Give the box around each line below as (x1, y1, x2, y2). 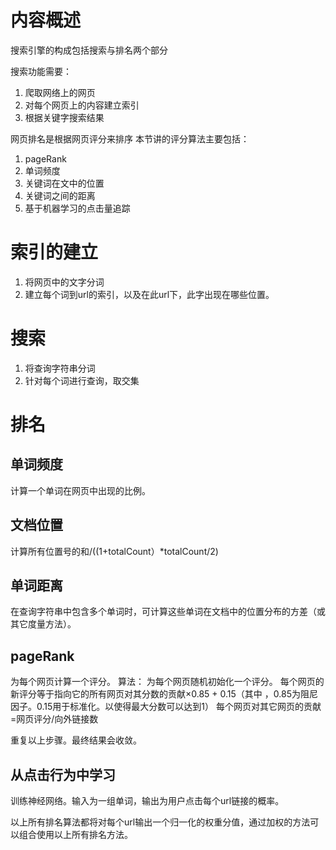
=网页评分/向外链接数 (10, 713, 99, 725)
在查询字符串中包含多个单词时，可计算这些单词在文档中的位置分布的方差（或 (10, 606, 326, 618)
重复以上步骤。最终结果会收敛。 (10, 734, 142, 746)
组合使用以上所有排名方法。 (18, 829, 133, 841)
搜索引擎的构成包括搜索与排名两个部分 (10, 44, 168, 56)
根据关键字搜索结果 (24, 111, 105, 123)
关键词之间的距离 (24, 189, 96, 201)
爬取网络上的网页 (24, 86, 96, 98)
